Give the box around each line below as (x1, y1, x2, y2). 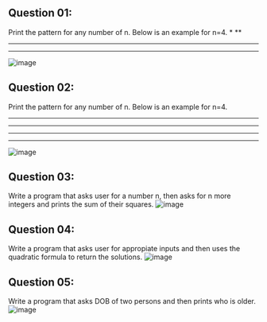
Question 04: (8, 223, 75, 236)
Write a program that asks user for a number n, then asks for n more (8, 191, 232, 201)
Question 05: (8, 275, 75, 289)
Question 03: (8, 170, 75, 184)
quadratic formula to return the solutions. (8, 252, 143, 262)
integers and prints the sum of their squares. (8, 200, 154, 209)
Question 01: (8, 6, 73, 20)
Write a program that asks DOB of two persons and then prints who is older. (8, 297, 257, 306)
